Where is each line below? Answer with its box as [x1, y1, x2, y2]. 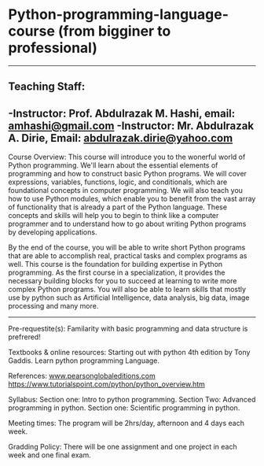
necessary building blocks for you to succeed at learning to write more [8, 276, 237, 286]
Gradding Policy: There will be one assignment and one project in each [8, 442, 237, 452]
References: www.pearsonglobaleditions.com [8, 372, 156, 381]
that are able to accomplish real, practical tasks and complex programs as [8, 251, 247, 261]
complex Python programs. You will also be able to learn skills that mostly [8, 285, 246, 294]
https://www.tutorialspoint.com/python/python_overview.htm [8, 379, 206, 389]
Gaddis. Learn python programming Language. [8, 356, 159, 365]
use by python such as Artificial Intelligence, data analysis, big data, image [8, 293, 250, 302]
